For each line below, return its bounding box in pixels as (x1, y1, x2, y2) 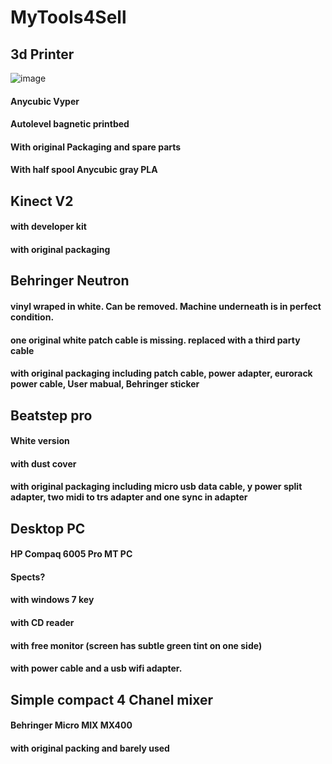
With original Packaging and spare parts (10, 141, 182, 153)
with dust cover (10, 457, 77, 470)
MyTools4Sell (10, 6, 127, 29)
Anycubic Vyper (10, 95, 80, 107)
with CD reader (10, 617, 75, 629)
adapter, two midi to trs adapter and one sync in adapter (10, 491, 248, 503)
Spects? (10, 571, 46, 583)
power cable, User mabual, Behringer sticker (10, 378, 200, 390)
